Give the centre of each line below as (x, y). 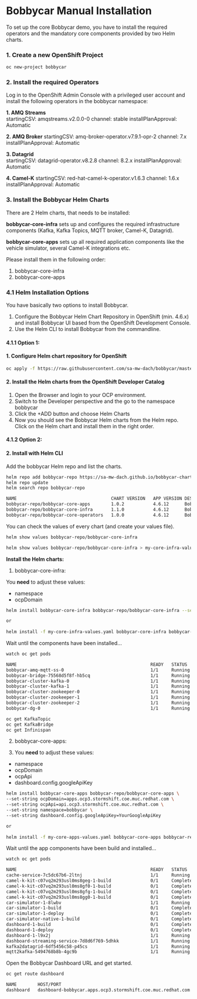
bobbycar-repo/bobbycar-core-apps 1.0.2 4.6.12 (87, 504)
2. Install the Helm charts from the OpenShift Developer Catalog (85, 382)
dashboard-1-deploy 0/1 (82, 930)
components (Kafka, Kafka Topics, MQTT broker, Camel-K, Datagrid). (90, 230)
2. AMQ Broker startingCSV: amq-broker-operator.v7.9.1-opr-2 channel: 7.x (96, 137)
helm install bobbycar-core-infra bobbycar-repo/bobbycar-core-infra (93, 610)
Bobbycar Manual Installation (79, 11)
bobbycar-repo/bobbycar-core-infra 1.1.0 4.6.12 (87, 510)
